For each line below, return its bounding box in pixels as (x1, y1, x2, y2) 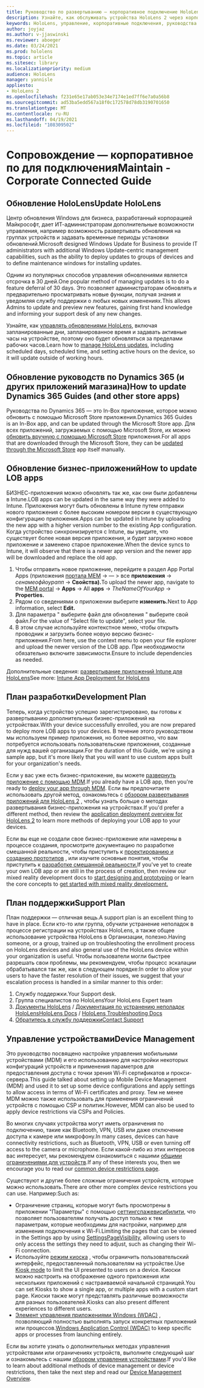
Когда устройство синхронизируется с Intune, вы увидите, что (6, 527, 169, 535)
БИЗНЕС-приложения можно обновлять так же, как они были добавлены (6, 489, 197, 496)
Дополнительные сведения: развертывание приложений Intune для (6, 667, 183, 675)
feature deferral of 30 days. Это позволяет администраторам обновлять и (6, 284, 197, 292)
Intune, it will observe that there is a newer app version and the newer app (6, 547, 192, 554)
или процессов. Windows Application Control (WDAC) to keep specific (15, 1324, 192, 1332)
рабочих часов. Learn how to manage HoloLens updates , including (6, 341, 174, 349)
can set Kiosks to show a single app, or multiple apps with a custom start (15, 1286, 198, 1293)
